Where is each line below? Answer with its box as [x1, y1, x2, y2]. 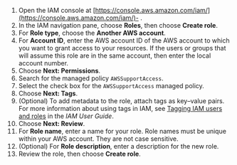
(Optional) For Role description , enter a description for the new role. [18, 142, 219, 150]
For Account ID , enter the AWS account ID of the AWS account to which [18, 36, 230, 45]
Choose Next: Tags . [18, 89, 78, 97]
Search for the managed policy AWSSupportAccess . [18, 74, 164, 82]
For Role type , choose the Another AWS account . [18, 28, 166, 37]
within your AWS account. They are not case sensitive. [18, 134, 179, 143]
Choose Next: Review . [18, 119, 85, 127]
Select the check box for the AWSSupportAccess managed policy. [18, 82, 205, 90]
